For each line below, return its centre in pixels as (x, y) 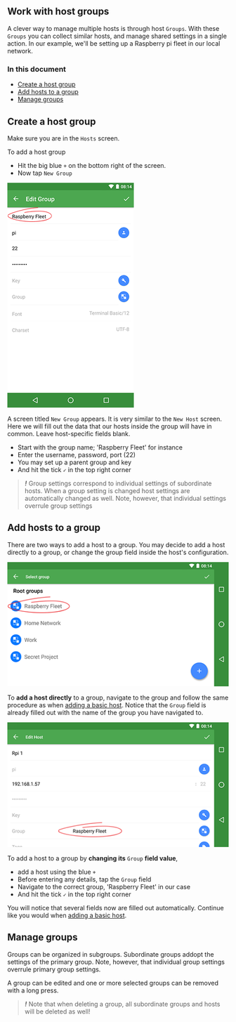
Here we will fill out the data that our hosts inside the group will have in (110, 426)
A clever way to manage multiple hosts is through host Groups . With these (113, 28)
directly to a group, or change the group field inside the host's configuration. (118, 552)
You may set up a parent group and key (74, 462)
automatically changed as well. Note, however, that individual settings (125, 498)
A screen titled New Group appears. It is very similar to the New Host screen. (115, 419)
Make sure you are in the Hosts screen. (64, 138)
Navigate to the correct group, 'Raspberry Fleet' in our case (104, 886)
